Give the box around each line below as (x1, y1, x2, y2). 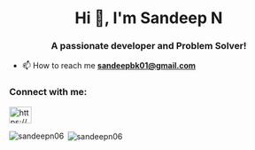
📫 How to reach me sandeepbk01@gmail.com (21, 60, 197, 71)
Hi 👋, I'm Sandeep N (74, 8, 223, 28)
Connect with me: (9, 86, 88, 99)
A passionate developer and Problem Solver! (50, 40, 247, 52)
